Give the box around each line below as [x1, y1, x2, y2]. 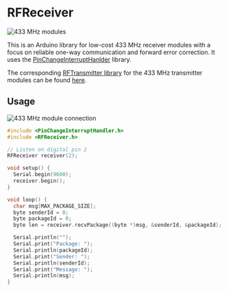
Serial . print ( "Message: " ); [13, 266, 94, 273]
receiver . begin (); [13, 178, 66, 184]
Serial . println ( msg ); [13, 272, 75, 279]
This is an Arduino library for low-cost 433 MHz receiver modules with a [7, 40, 211, 49]
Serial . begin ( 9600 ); [13, 171, 72, 178]
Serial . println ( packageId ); [13, 247, 94, 254]
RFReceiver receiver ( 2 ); [7, 152, 78, 159]
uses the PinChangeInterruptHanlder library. [7, 55, 132, 63]
